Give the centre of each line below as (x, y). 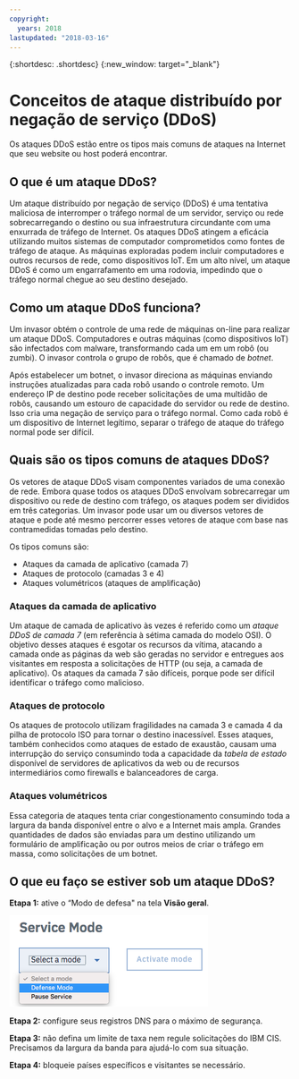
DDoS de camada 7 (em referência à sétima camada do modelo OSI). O (141, 635)
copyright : (29, 19)
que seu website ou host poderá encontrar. (88, 154)
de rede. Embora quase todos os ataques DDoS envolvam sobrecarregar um (149, 491)
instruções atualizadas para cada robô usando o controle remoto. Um (137, 384)
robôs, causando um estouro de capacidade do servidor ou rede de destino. (149, 404)
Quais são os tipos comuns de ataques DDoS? (140, 460)
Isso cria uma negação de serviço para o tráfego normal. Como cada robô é (149, 412)
